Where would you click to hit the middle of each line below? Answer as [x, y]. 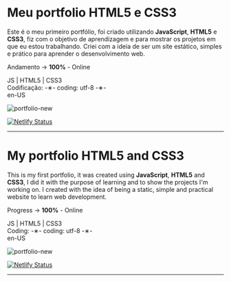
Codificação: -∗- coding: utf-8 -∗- [57, 87]
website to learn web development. [57, 197]
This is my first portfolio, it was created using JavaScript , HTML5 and [106, 175]
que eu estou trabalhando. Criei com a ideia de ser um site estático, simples [114, 46]
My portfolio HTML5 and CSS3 [96, 156]
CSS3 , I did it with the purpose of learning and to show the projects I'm [108, 182]
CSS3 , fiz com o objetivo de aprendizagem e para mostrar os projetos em [111, 39]
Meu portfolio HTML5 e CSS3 [92, 13]
